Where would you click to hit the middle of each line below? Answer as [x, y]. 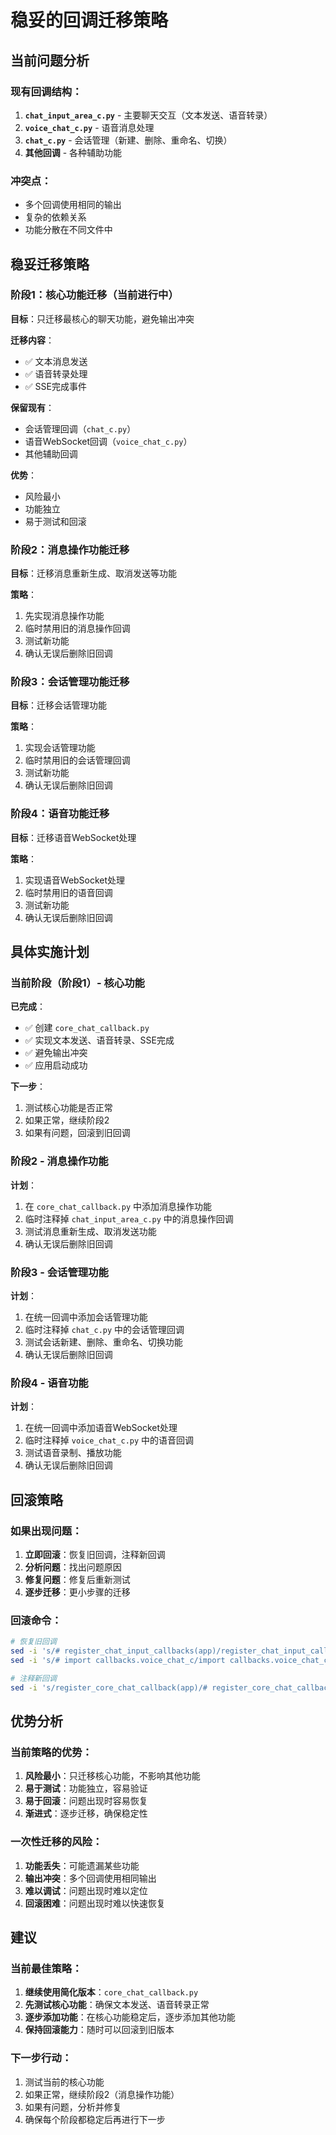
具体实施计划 [50, 952]
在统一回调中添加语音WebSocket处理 [101, 1428]
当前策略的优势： [51, 1752]
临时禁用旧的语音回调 [68, 892]
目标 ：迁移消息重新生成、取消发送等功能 [93, 573]
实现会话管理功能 [60, 748]
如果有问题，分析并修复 [73, 2107]
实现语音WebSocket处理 [75, 880]
